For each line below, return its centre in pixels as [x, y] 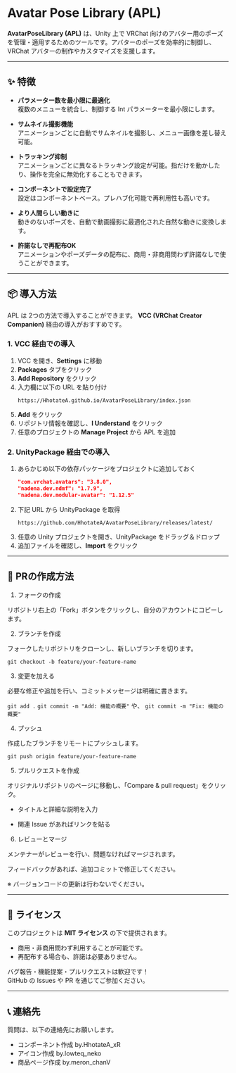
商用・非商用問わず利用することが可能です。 [82, 948]
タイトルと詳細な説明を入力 [58, 809]
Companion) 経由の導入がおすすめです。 [66, 324]
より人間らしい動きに [48, 213]
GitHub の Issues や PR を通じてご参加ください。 [78, 981]
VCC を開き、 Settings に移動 [60, 360]
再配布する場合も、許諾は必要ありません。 [79, 957]
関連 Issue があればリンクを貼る [64, 824]
